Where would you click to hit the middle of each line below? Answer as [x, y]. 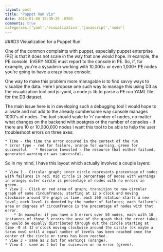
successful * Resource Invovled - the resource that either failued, [80, 150]
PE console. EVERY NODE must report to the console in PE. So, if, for [74, 62]
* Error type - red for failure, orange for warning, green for [72, 146]
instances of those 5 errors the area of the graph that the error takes [81, 219]
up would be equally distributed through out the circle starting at [77, 223]
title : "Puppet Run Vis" [30, 14]
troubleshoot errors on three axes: [39, 132]
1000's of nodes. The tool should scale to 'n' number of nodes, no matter [78, 117]
